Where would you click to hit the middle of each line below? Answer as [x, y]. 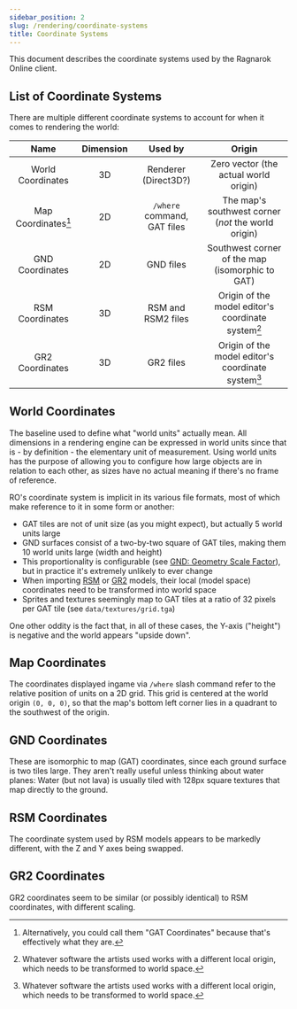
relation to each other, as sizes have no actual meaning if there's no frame [144, 470]
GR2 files [166, 362]
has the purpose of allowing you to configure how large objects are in [136, 461]
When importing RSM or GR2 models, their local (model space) [137, 580]
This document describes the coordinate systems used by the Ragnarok [140, 59]
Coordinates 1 [43, 222]
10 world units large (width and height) [92, 552]
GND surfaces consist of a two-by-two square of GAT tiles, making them [154, 542]
